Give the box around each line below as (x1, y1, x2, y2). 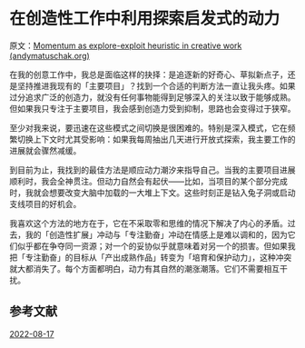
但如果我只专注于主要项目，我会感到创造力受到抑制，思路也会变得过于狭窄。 (9, 103, 296, 114)
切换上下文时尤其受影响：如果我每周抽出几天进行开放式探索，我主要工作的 (16, 134, 296, 144)
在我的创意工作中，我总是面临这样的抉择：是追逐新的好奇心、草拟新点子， (9, 69, 288, 80)
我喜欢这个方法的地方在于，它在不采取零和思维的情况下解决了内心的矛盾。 (9, 217, 288, 228)
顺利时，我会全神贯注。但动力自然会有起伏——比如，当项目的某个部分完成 (9, 175, 288, 186)
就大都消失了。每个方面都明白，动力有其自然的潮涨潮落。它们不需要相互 (9, 263, 280, 273)
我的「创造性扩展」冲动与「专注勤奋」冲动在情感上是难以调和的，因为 (25, 229, 288, 240)
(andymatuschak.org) (9, 50, 91, 61)
